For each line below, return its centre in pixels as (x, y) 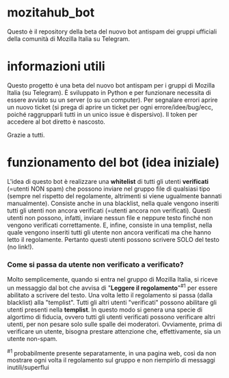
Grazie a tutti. (26, 135)
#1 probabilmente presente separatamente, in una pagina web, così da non (112, 352)
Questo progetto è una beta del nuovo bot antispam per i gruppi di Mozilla (111, 85)
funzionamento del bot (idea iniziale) (113, 163)
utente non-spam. (32, 338)
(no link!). (21, 247)
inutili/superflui (28, 368)
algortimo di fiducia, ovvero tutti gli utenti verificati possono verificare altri (111, 316)
